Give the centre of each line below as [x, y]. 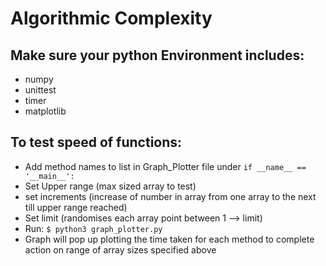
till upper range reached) [76, 207]
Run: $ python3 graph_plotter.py [93, 228]
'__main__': [49, 176]
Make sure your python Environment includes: [157, 55]
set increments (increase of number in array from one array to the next [170, 196]
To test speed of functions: [96, 142]
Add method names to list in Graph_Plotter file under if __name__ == [165, 166]
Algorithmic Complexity [111, 18]
